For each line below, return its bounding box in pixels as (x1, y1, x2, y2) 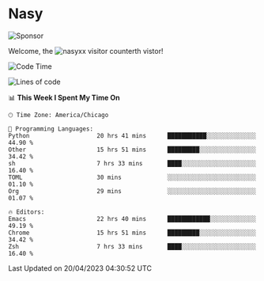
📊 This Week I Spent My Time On (8, 93, 120, 102)
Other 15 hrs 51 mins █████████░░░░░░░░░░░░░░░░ (8, 146, 257, 154)
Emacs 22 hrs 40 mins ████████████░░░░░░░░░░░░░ (8, 215, 257, 222)
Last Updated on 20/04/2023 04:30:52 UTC (8, 263, 153, 273)
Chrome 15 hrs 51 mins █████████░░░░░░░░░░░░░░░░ (8, 229, 257, 237)
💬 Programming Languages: (8, 124, 93, 133)
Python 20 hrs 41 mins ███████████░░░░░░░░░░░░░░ (8, 131, 257, 139)
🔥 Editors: (8, 207, 45, 216)
